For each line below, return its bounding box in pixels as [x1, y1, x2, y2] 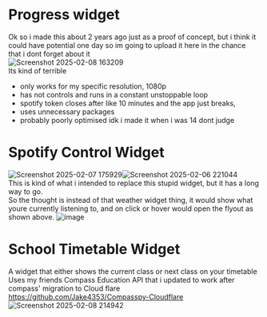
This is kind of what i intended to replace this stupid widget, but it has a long [8, 178, 260, 188]
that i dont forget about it [8, 49, 90, 58]
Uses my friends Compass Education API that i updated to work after [8, 275, 235, 284]
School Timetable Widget [8, 240, 181, 259]
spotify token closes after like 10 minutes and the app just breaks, [19, 98, 236, 108]
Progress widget [8, 6, 120, 24]
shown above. [8, 212, 54, 221]
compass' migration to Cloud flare [8, 283, 121, 293]
